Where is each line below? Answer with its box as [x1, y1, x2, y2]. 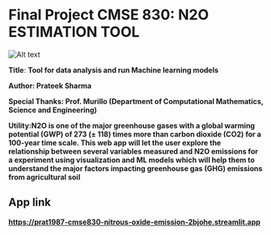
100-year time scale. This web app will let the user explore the [8, 137, 222, 147]
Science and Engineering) [8, 105, 97, 115]
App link [8, 195, 51, 209]
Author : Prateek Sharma [8, 81, 91, 90]
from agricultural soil [8, 172, 81, 182]
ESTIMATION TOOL [8, 23, 140, 41]
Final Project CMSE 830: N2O [8, 6, 210, 24]
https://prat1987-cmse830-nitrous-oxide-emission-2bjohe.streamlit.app [8, 216, 261, 227]
